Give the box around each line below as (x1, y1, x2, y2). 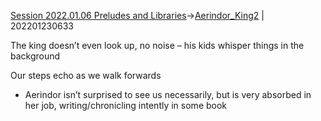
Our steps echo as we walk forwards (10, 70, 162, 81)
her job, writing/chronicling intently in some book (24, 100, 228, 111)
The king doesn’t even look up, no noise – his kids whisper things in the (10, 40, 305, 51)
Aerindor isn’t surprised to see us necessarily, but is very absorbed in (24, 89, 312, 100)
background (10, 50, 61, 62)
